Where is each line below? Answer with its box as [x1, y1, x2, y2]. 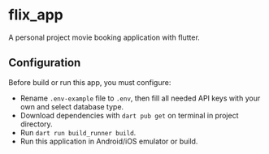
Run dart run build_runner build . [20, 127, 137, 137]
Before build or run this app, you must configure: [8, 77, 171, 87]
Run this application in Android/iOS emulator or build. [20, 136, 198, 146]
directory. [20, 119, 53, 129]
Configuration [8, 56, 81, 70]
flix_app [8, 6, 63, 24]
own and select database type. [20, 101, 124, 111]
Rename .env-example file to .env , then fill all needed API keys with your [20, 93, 261, 103]
